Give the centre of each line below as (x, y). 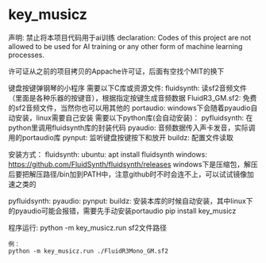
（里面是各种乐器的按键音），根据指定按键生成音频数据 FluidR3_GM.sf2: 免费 (133, 97)
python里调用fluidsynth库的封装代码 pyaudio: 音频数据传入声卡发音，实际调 (132, 128)
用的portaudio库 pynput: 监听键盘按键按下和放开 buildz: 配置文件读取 (121, 137)
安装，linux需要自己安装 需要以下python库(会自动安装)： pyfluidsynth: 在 (134, 117)
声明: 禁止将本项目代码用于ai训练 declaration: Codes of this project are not (130, 37)
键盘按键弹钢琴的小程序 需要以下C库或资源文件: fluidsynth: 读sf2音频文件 (128, 88)
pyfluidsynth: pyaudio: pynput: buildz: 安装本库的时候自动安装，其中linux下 (131, 200)
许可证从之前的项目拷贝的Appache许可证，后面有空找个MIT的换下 (116, 71)
